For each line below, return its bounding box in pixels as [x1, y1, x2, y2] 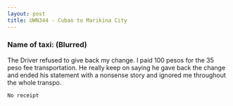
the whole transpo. [7, 78, 62, 86]
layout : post [7, 10, 46, 18]
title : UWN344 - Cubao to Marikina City [7, 17, 128, 24]
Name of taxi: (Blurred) [7, 40, 87, 50]
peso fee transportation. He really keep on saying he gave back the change [7, 63, 226, 72]
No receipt [7, 92, 39, 99]
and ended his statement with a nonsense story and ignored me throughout [7, 71, 227, 79]
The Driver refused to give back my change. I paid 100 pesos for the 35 [7, 55, 215, 64]
